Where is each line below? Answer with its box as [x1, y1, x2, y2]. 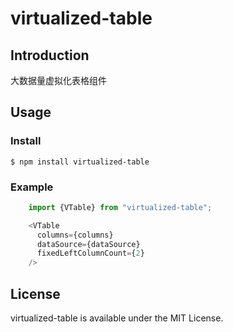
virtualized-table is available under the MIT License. [10, 312, 224, 324]
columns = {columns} [36, 230, 114, 240]
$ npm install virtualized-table [10, 157, 150, 167]
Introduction [10, 47, 90, 64]
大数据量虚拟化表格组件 [10, 75, 107, 86]
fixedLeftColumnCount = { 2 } [36, 248, 145, 259]
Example [10, 180, 54, 194]
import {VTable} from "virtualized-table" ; [28, 202, 213, 212]
